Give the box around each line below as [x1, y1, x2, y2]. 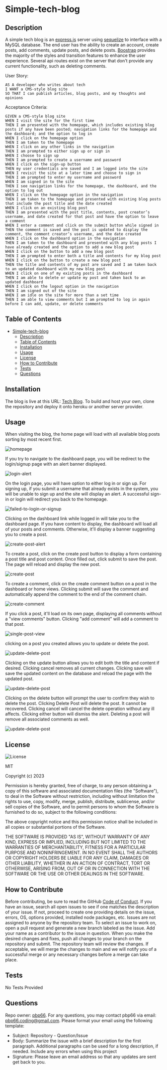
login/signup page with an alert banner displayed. [5, 461, 107, 467]
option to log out [5, 188, 43, 193]
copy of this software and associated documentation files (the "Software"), [5, 788, 159, 794]
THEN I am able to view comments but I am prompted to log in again [5, 297, 150, 302]
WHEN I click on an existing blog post [5, 205, 88, 210]
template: [5, 1023, 25, 1029]
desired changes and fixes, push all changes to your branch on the [5, 936, 142, 942]
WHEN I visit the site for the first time [5, 118, 94, 123]
